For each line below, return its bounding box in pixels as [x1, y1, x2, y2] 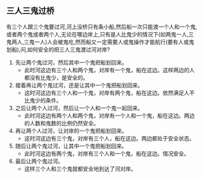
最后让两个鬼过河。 [15, 157, 64, 165]
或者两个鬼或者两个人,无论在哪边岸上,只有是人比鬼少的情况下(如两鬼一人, [6, 30, 189, 38]
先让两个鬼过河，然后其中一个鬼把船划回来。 [15, 58, 128, 66]
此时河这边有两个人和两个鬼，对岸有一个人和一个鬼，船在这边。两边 [24, 112, 195, 119]
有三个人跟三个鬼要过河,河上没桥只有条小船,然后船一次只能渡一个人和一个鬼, [6, 23, 198, 30]
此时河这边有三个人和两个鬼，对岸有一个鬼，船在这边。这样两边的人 [24, 66, 195, 74]
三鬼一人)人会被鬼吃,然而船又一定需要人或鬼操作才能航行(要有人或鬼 [24, 38, 194, 46]
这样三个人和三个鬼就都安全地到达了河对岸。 [24, 165, 137, 172]
